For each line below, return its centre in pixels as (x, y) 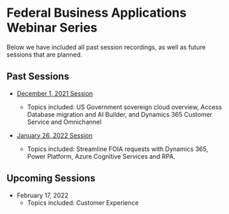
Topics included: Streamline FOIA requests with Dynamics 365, (118, 149)
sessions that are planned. (45, 55)
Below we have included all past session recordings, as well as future (106, 47)
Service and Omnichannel (64, 122)
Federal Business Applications (96, 13)
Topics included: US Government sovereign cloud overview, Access (125, 107)
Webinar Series (52, 28)
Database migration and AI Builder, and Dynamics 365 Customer (120, 114)
